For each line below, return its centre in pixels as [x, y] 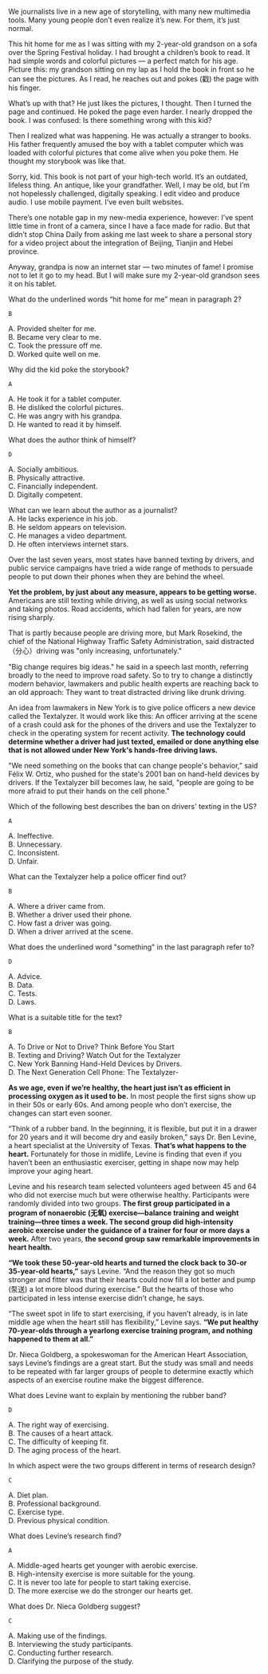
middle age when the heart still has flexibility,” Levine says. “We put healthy [134, 1322]
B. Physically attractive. [47, 478]
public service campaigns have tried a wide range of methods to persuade [131, 568]
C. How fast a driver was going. [60, 923]
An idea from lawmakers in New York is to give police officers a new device [132, 708]
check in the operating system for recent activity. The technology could [127, 733]
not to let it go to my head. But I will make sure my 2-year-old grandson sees [134, 275]
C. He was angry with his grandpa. [65, 416]
